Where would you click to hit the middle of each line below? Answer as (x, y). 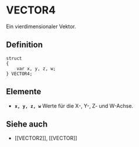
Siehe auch (27, 124)
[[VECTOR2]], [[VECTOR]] (46, 138)
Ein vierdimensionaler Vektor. (41, 26)
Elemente (24, 92)
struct (14, 58)
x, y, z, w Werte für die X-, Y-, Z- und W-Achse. (74, 105)
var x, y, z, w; (37, 69)
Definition (24, 45)
